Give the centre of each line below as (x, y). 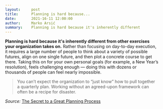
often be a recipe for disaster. (46, 92)
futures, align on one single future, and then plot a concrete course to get (79, 57)
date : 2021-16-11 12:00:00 (39, 18)
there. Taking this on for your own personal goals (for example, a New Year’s (82, 62)
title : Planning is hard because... (48, 14)
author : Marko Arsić (30, 23)
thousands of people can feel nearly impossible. (53, 72)
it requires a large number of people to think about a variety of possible (76, 52)
